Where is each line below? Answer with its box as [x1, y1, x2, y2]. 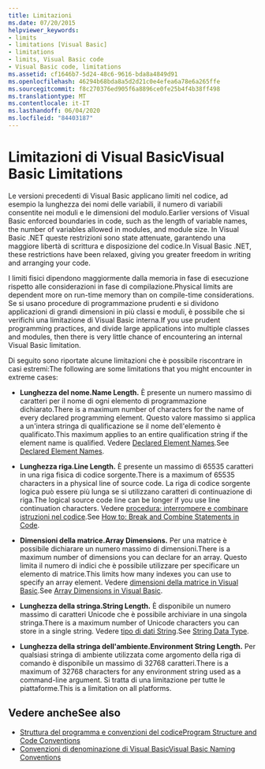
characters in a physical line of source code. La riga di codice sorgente [19, 478, 251, 487]
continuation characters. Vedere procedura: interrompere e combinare [19, 503, 248, 513]
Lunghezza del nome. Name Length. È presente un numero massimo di [19, 387, 252, 397]
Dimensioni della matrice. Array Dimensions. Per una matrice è [19, 536, 227, 545]
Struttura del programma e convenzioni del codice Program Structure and [19, 727, 257, 737]
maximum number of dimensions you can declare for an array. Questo [19, 552, 248, 562]
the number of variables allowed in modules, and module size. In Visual [8, 224, 239, 233]
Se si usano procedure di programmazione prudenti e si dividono [8, 298, 219, 308]
